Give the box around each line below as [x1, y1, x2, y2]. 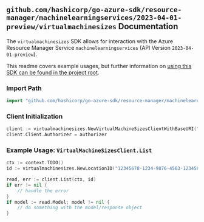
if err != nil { [6, 182, 47, 188]
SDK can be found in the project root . [6, 69, 100, 76]
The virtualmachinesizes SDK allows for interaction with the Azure [6, 37, 174, 45]
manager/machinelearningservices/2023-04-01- [6, 13, 182, 23]
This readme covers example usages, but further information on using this [6, 62, 192, 69]
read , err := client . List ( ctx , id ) [6, 176, 97, 182]
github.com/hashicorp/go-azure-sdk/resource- [6, 5, 182, 15]
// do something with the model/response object [17, 204, 143, 211]
